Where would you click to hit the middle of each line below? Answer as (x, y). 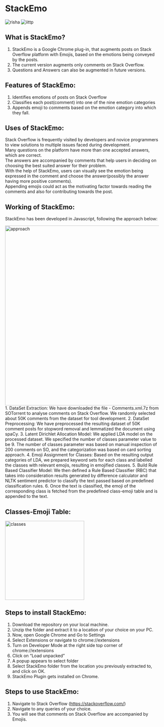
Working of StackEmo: (40, 207)
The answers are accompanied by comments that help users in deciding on (81, 160)
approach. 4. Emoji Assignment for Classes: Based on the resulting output (79, 455)
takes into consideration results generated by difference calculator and (76, 476)
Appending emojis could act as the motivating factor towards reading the (78, 187)
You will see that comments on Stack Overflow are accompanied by (80, 714)
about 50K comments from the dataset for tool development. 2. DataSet (77, 419)
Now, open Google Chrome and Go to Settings (59, 635)
